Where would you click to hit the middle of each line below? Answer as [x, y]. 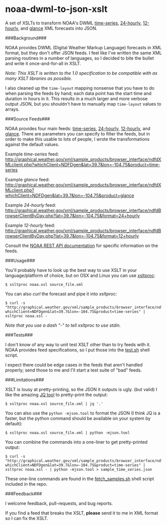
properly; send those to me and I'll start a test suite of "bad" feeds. [74, 370]
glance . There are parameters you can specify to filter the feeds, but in [78, 133]
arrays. [12, 109]
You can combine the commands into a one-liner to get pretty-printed [76, 442]
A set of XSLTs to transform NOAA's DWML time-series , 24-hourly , [74, 23]
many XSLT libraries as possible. [39, 78]
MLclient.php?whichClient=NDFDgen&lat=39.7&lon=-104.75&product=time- [83, 164]
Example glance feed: [27, 179]
